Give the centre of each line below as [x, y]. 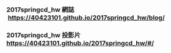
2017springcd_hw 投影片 [44, 35]
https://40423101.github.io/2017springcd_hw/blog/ [86, 18]
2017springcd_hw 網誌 [40, 9]
